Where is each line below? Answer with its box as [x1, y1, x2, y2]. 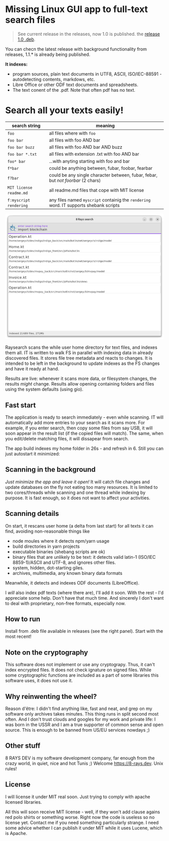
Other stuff [5, 742, 41, 750]
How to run [5, 615, 41, 623]
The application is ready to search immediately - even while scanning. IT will [5, 414, 163, 420]
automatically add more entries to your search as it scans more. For [5, 419, 145, 425]
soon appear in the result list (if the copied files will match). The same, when [5, 430, 163, 436]
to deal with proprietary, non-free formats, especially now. [5, 600, 126, 606]
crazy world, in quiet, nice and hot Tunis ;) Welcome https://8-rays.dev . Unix [5, 760, 163, 766]
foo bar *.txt [7, 152, 37, 157]
